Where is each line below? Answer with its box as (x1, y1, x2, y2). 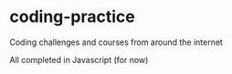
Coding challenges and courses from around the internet (9, 37, 224, 48)
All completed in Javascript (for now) (9, 54, 149, 65)
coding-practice (9, 6, 135, 27)
